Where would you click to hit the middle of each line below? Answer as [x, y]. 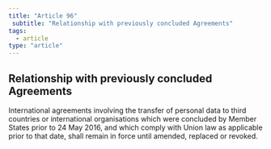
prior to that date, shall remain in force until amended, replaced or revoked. [133, 136]
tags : [17, 31]
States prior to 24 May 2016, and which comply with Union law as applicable [135, 127]
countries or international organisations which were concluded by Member [133, 118]
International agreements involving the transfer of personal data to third [127, 110]
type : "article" [36, 46]
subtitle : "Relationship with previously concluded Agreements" [122, 23]
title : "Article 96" [43, 16]
